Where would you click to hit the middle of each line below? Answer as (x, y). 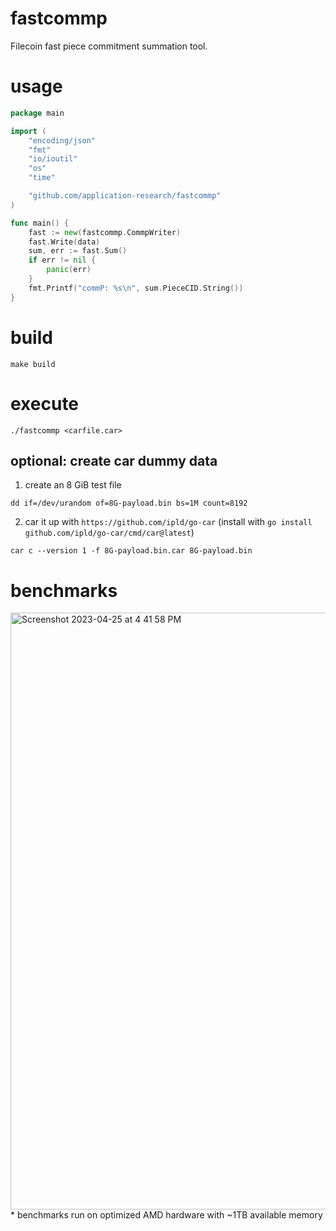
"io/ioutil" (53, 159)
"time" (42, 178)
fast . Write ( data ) (64, 242)
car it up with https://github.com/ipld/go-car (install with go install (168, 522)
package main (37, 113)
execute (45, 403)
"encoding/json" (62, 140)
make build (33, 364)
